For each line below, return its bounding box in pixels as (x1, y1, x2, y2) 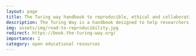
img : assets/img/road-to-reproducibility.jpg (6, 24, 118, 31)
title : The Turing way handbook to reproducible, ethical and (6, 14, 160, 20)
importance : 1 (6, 36, 41, 41)
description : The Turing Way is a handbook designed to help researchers (6, 19, 190, 25)
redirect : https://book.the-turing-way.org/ (6, 30, 116, 36)
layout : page (6, 8, 38, 15)
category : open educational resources (6, 41, 100, 47)
